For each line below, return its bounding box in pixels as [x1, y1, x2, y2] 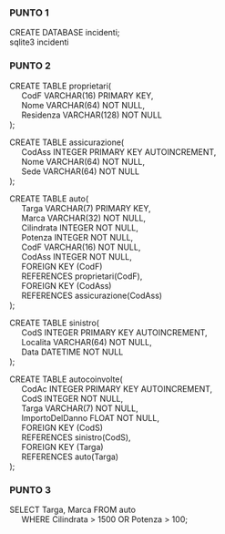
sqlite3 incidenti [9, 36, 69, 47]
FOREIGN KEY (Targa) [21, 441, 104, 452]
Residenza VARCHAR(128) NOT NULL [21, 109, 162, 120]
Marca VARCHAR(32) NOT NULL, [21, 212, 147, 223]
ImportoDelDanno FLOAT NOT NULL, [21, 412, 159, 423]
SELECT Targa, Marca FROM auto [9, 504, 137, 515]
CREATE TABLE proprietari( [9, 80, 112, 91]
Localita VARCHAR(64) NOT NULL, [21, 336, 152, 347]
